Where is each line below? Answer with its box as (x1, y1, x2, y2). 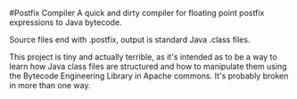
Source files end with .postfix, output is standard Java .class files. (9, 35, 251, 45)
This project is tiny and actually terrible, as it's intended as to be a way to (9, 52, 278, 62)
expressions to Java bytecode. (9, 17, 122, 28)
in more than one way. (9, 80, 91, 90)
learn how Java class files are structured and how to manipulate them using (9, 62, 287, 71)
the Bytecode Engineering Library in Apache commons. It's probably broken (9, 70, 289, 81)
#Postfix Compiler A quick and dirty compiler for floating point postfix (9, 8, 265, 18)
